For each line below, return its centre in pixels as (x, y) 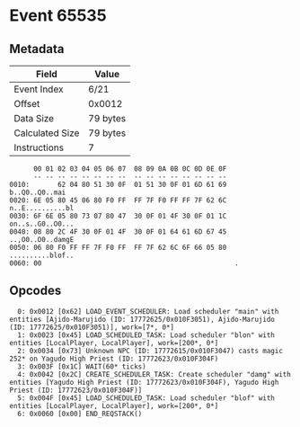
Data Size (34, 118)
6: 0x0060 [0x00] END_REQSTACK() (80, 414)
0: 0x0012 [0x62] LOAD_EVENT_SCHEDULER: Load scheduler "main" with (148, 311)
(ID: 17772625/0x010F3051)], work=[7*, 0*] (92, 327)
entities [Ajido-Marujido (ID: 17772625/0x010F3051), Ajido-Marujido (142, 319)
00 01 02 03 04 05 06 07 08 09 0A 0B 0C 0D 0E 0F (130, 169)
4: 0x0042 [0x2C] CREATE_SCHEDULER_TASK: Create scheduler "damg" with (154, 374)
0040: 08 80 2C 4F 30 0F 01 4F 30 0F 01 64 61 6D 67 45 (118, 232)
